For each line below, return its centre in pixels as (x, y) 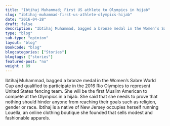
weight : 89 (18, 66)
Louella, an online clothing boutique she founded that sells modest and (79, 113)
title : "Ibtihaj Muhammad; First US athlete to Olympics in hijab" (78, 10)
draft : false (19, 24)
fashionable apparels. (28, 118)
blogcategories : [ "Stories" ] (36, 52)
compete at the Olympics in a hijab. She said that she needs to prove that (81, 97)
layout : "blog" (21, 43)
